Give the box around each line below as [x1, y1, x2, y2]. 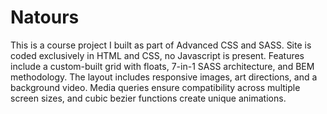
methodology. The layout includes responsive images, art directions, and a [10, 71, 318, 83]
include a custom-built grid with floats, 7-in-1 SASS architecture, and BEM [10, 60, 315, 72]
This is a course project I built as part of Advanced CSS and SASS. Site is [10, 39, 312, 51]
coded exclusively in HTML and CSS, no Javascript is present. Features [10, 49, 305, 61]
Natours [10, 6, 80, 29]
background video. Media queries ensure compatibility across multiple [10, 81, 301, 93]
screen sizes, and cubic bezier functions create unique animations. [10, 92, 287, 104]
